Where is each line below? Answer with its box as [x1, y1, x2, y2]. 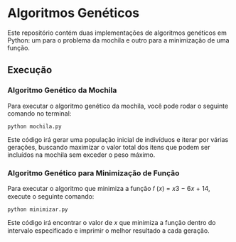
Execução [7, 64, 53, 76]
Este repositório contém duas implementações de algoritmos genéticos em [7, 28, 227, 37]
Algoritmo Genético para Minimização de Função [7, 168, 180, 178]
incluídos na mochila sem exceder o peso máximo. [7, 150, 156, 159]
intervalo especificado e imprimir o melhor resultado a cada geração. [7, 226, 210, 235]
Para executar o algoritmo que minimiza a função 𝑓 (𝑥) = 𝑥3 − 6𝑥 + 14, [7, 184, 210, 192]
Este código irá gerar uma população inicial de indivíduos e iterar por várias [7, 135, 229, 143]
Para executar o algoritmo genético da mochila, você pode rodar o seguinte [7, 101, 229, 110]
